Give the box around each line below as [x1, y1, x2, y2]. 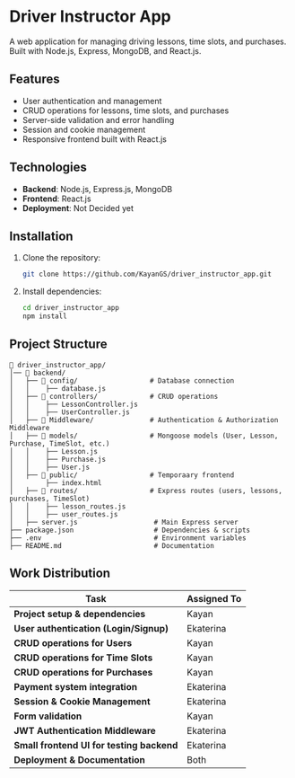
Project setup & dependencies [13, 607, 146, 620]
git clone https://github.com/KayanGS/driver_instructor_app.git [22, 270, 272, 279]
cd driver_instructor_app [22, 304, 119, 313]
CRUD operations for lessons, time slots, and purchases [22, 105, 230, 116]
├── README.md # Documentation [9, 541, 215, 550]
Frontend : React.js [22, 193, 91, 204]
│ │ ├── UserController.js [9, 407, 130, 417]
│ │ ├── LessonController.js [9, 400, 139, 409]
